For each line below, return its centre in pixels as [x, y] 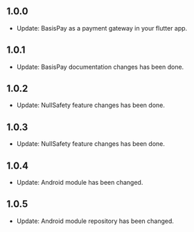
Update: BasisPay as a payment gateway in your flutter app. [102, 28]
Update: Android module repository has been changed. [95, 221]
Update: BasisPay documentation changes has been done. [100, 67]
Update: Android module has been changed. [80, 183]
